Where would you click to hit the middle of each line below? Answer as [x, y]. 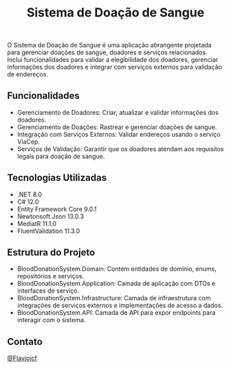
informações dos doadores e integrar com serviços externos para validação [114, 67]
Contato [25, 342]
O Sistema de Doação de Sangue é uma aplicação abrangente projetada [109, 45]
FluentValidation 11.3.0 [48, 231]
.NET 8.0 [30, 194]
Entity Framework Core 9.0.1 [57, 209]
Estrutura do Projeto [51, 252]
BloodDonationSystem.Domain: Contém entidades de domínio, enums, [117, 269]
